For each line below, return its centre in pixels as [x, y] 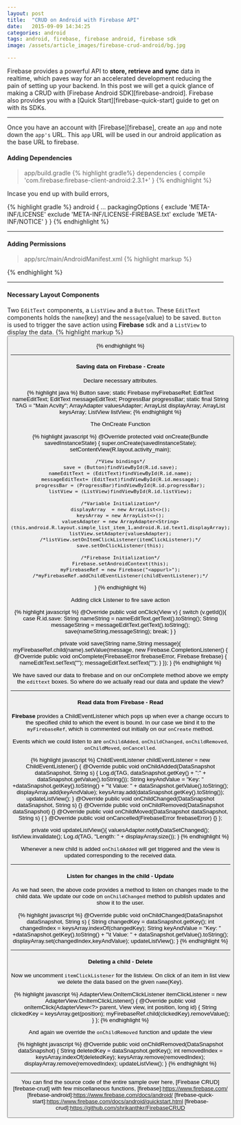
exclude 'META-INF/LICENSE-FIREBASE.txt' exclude [122, 215]
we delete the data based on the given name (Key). [120, 982]
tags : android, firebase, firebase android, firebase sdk [92, 39]
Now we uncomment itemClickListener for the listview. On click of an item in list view [120, 975]
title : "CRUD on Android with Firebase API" [73, 20]
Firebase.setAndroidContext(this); [120, 564]
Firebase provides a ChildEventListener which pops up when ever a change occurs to [120, 716]
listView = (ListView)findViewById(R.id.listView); [120, 491]
